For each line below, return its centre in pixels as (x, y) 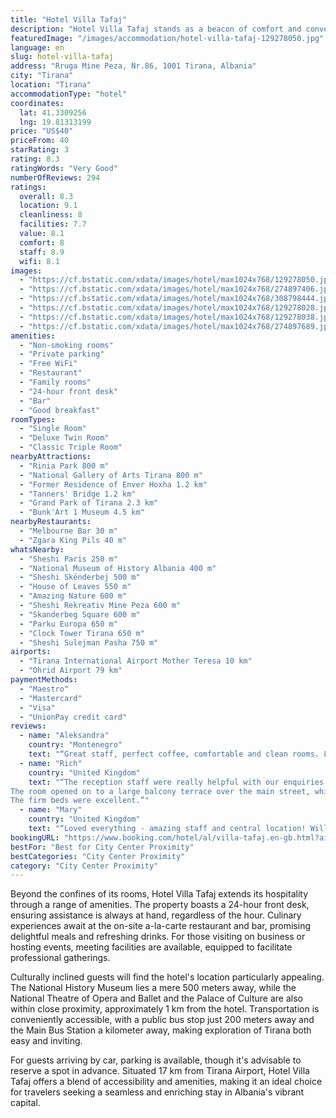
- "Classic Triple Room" (71, 447)
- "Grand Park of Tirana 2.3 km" (89, 503)
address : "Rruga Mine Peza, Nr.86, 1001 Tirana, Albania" (133, 66)
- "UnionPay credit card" (73, 717)
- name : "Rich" (51, 763)
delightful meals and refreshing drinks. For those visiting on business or (158, 937)
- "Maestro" (44, 689)
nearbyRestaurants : (51, 522)
